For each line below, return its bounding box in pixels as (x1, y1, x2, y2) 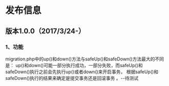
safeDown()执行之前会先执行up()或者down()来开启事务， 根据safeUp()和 (5, 69, 159, 75)
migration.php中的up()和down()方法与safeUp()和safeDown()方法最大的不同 (5, 56, 164, 62)
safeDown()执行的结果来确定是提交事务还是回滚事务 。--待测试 (5, 75, 139, 81)
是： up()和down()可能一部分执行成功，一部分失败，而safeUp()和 (5, 62, 143, 68)
